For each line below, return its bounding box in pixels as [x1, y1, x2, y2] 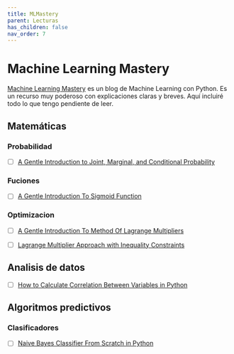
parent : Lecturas [7, 17, 59, 24]
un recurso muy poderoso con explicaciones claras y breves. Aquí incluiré [7, 92, 224, 100]
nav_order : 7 [7, 30, 46, 38]
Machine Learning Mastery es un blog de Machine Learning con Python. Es [7, 85, 228, 93]
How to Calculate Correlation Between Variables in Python [17, 280, 188, 289]
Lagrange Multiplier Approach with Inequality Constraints [17, 240, 185, 249]
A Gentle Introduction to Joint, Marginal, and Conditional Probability [17, 157, 215, 166]
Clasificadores [7, 323, 59, 333]
